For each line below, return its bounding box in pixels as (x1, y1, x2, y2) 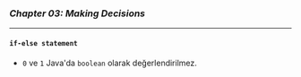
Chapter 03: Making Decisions (9, 7, 146, 20)
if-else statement (9, 38, 78, 47)
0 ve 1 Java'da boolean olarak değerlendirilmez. (21, 57, 197, 68)
